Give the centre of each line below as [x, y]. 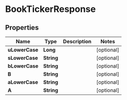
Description [77, 42]
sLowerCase [23, 58]
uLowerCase [23, 50]
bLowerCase [23, 66]
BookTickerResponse [50, 9]
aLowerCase [23, 82]
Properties [22, 28]
